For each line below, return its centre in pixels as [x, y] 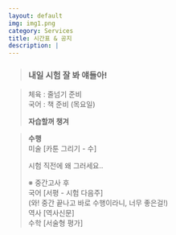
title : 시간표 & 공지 [40, 38]
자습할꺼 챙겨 [49, 122]
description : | [34, 46]
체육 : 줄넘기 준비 [55, 94]
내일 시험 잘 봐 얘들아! [68, 76]
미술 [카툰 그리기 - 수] [62, 149]
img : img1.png [32, 23]
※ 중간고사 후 [49, 183]
